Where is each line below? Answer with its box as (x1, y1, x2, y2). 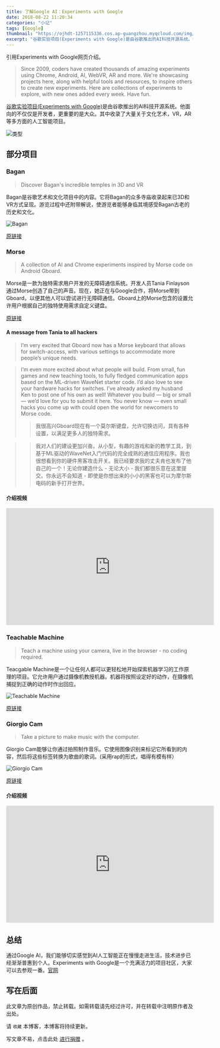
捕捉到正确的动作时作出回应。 (6, 680, 79, 687)
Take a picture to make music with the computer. (20, 733, 140, 740)
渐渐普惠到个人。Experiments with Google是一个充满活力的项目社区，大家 (11, 959, 193, 966)
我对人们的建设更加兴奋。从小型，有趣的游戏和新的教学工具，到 (35, 442, 192, 449)
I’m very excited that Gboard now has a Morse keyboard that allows (20, 342, 186, 349)
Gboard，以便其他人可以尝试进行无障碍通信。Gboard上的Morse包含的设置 (6, 294, 188, 301)
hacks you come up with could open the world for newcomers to (20, 404, 179, 411)
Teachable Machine (6, 634, 64, 642)
